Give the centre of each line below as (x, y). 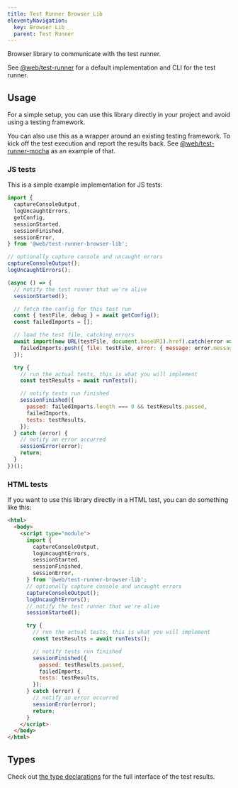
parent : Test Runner (44, 34)
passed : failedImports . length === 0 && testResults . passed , (117, 407)
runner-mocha (28, 151)
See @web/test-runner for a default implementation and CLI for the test (112, 67)
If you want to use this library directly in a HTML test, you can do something (118, 500)
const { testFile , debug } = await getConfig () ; (87, 316)
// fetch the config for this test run (73, 309)
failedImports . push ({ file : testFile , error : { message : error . (117, 348)
